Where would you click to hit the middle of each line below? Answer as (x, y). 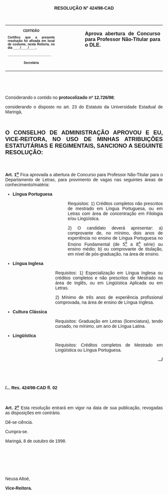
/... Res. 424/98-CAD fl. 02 (31, 388)
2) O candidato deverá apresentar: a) (115, 228)
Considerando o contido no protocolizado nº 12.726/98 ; (60, 98)
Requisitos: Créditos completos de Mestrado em (109, 345)
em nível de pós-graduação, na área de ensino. (114, 254)
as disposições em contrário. (33, 413)
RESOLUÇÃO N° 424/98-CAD (84, 8)
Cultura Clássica (30, 312)
